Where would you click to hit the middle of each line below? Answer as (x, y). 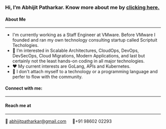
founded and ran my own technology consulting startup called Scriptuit (85, 40)
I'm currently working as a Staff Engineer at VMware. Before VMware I (84, 35)
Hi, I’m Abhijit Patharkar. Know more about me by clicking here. (82, 7)
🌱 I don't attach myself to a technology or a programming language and (85, 72)
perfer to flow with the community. (47, 77)
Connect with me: (24, 88)
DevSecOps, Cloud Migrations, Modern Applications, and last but (79, 56)
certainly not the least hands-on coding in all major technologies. (78, 61)
